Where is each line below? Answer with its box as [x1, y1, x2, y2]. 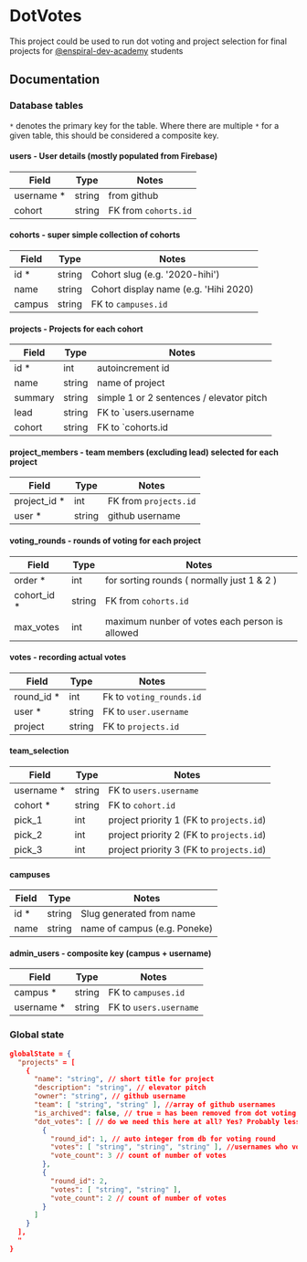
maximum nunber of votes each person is [104, 615, 283, 627]
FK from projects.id [107, 495, 196, 508]
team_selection [9, 745, 69, 756]
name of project [97, 376, 165, 389]
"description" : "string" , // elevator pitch [33, 1083, 206, 1092]
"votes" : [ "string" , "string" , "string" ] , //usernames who [49, 1142, 289, 1152]
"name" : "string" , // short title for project [33, 1075, 215, 1084]
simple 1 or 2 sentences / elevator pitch [97, 392, 268, 405]
